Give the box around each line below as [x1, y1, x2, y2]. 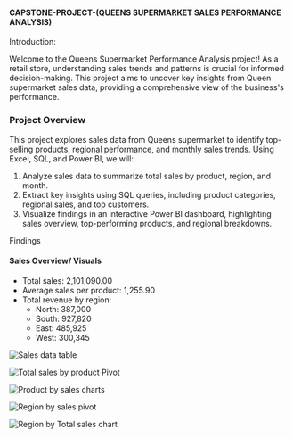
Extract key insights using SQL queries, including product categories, [21, 189, 276, 200]
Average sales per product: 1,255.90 [21, 285, 156, 295]
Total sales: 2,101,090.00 [21, 275, 113, 285]
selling [9, 144, 34, 154]
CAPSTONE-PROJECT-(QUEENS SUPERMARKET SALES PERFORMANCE [9, 7, 282, 18]
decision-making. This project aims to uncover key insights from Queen [9, 72, 272, 84]
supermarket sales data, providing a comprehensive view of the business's [9, 82, 285, 93]
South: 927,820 [35, 313, 92, 324]
